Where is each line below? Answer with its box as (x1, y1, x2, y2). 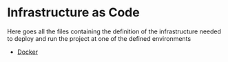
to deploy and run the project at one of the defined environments (7, 34, 191, 42)
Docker (17, 48, 39, 56)
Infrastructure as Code (7, 5, 140, 20)
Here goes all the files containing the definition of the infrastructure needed (7, 27, 222, 35)
